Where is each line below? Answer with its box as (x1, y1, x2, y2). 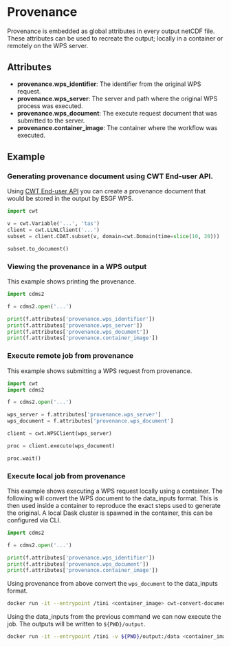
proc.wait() (7, 455, 41, 462)
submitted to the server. (16, 116, 85, 125)
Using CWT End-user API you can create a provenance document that (7, 187, 206, 195)
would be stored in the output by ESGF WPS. (7, 194, 134, 203)
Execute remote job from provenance (7, 351, 134, 361)
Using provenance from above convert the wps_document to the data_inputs (7, 580, 218, 588)
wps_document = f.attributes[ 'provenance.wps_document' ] (7, 418, 174, 425)
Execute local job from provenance (7, 471, 126, 480)
